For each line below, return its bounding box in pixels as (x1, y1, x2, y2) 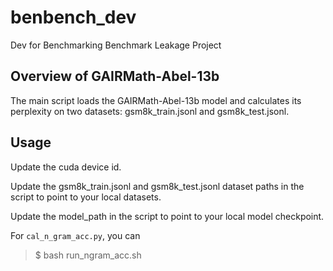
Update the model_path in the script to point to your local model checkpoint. (10, 210, 325, 222)
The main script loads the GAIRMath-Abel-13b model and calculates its (10, 94, 302, 106)
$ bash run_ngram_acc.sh (34, 249, 142, 261)
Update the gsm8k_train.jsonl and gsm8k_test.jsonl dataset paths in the (10, 180, 305, 192)
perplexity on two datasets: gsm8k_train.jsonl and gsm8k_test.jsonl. (10, 105, 290, 117)
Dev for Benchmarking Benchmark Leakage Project (10, 39, 222, 51)
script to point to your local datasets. (10, 191, 162, 203)
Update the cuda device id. (10, 161, 122, 173)
